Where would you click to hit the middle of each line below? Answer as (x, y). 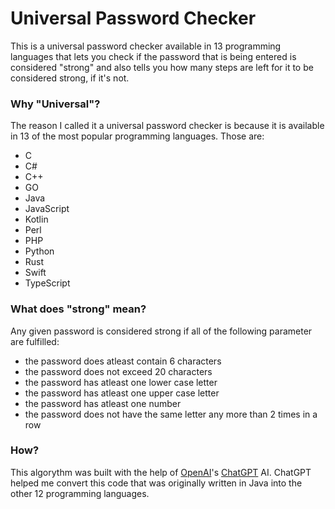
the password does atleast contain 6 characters (123, 361)
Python (39, 251)
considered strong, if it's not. (70, 78)
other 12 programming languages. (80, 493)
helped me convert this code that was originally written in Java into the (156, 483)
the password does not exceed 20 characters (118, 371)
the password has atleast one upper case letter (122, 393)
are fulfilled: (35, 341)
